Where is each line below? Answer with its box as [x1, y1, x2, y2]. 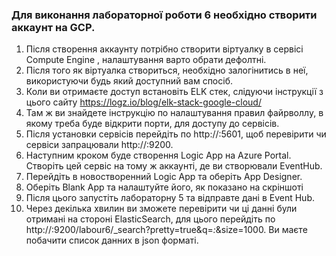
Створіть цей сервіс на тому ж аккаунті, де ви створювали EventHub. [25, 160, 323, 172]
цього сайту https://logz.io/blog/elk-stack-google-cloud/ [25, 96, 262, 108]
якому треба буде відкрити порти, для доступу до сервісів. [25, 118, 280, 130]
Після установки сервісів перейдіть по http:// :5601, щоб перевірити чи [25, 128, 327, 140]
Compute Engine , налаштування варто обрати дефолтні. [25, 54, 267, 66]
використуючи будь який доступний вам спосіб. [25, 75, 233, 87]
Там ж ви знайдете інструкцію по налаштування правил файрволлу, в [25, 107, 324, 119]
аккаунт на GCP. [11, 20, 96, 34]
